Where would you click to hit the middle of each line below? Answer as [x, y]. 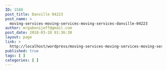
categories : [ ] [22, 60]
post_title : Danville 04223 [34, 14]
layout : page [19, 37]
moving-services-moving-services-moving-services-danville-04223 [79, 23]
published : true [22, 51]
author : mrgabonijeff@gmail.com [39, 28]
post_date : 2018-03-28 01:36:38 [39, 33]
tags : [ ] [15, 55]
